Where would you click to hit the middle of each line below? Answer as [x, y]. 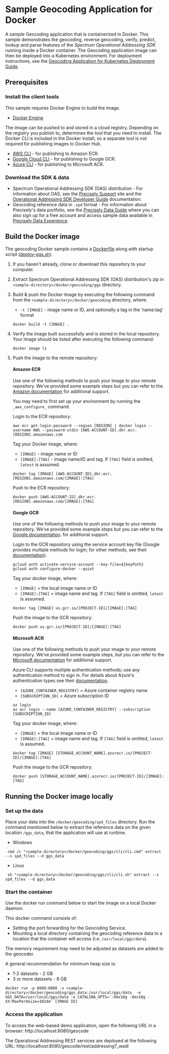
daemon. [14, 909]
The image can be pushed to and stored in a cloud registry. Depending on [82, 127]
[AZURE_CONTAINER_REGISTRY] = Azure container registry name [84, 691]
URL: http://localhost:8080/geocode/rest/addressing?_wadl [67, 1046]
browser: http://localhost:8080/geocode [47, 1031]
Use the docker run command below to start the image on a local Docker [81, 903]
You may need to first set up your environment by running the [76, 401]
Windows [22, 843]
